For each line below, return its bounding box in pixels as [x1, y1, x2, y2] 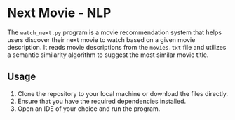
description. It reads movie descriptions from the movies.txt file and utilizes [7, 43, 227, 51]
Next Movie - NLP [7, 5, 112, 21]
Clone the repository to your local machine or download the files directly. [17, 89, 228, 98]
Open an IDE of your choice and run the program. [17, 104, 161, 113]
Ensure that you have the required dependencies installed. [17, 97, 187, 105]
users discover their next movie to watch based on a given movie [7, 35, 196, 44]
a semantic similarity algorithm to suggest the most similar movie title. [7, 51, 209, 59]
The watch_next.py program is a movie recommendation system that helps [7, 28, 222, 36]
